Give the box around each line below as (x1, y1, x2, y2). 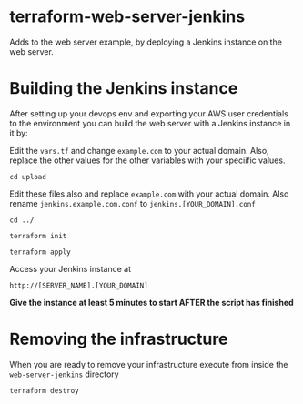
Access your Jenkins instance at (9, 263, 132, 274)
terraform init (9, 231, 67, 240)
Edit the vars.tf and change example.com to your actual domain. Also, (9, 145, 270, 156)
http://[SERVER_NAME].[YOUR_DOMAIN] (9, 280, 148, 290)
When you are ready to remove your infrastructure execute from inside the (9, 359, 288, 369)
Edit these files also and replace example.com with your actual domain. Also (9, 188, 289, 199)
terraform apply (9, 247, 71, 257)
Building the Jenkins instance (9, 78, 238, 99)
